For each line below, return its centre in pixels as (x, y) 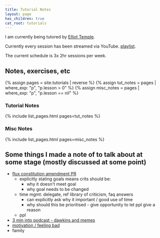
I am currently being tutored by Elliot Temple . (50, 37)
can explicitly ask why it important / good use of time (80, 200)
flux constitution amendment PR (44, 174)
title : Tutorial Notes (28, 9)
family (18, 231)
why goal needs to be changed (58, 189)
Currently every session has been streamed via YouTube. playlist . (71, 46)
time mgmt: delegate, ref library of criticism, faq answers (76, 194)
